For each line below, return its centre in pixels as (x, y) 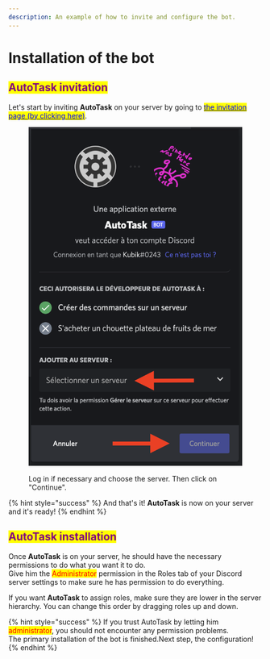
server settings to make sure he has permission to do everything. (116, 582)
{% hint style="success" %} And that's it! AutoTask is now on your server (131, 503)
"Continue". (48, 487)
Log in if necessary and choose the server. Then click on (123, 478)
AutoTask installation (62, 537)
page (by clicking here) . (48, 115)
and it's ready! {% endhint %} (58, 511)
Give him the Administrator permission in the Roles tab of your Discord (125, 573)
